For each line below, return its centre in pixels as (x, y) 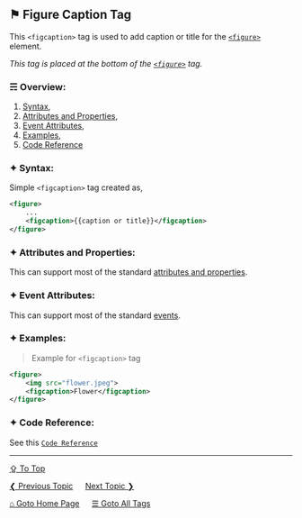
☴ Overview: (38, 86)
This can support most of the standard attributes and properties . (129, 272)
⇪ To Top (27, 468)
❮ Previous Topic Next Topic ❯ (72, 486)
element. (26, 46)
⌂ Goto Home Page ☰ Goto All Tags (80, 503)
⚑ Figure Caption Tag (71, 15)
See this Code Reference (54, 442)
